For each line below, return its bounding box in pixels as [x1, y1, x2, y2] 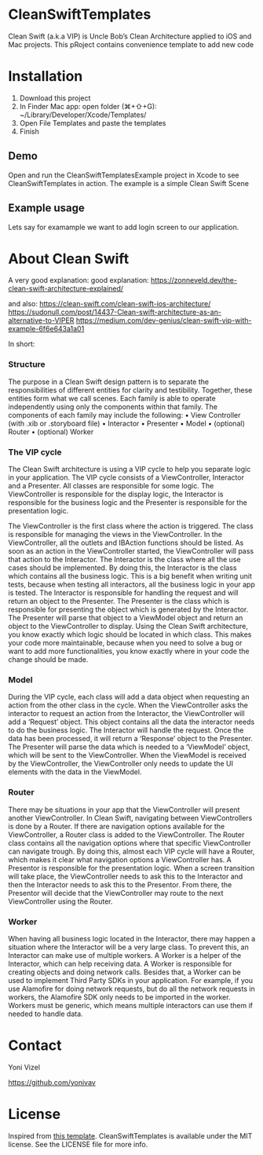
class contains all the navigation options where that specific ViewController [8, 838, 251, 847]
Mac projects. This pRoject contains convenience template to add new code [8, 39, 254, 49]
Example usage [8, 202, 85, 215]
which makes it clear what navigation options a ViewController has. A [8, 854, 232, 864]
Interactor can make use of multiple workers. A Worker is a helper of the [8, 950, 242, 959]
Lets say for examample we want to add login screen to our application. [8, 222, 239, 232]
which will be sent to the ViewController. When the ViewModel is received [8, 751, 247, 760]
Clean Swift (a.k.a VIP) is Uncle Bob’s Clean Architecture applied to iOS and [8, 31, 252, 41]
